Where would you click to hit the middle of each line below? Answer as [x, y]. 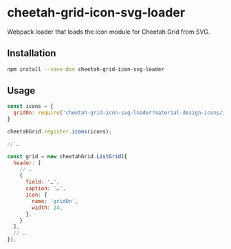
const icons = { [30, 107]
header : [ [27, 163]
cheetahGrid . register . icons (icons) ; [59, 132]
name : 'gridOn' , [55, 201]
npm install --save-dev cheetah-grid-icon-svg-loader [86, 69]
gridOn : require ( [38, 113]
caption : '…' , [46, 188]
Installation [32, 53]
